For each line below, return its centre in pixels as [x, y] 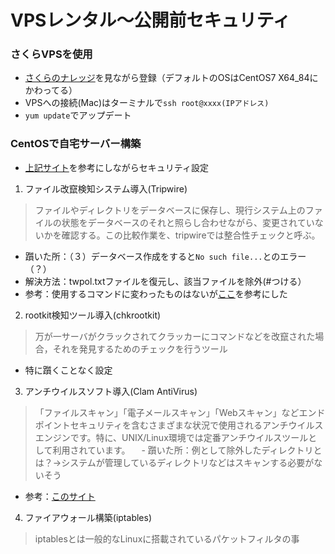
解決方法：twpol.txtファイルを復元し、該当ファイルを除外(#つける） [165, 281]
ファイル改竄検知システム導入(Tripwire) [106, 188]
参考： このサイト [60, 496]
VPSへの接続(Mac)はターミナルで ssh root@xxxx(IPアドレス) [147, 103]
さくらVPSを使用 [51, 54]
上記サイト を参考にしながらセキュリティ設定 [116, 167]
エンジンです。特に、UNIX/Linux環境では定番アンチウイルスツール [171, 437]
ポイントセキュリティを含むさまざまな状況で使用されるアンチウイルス [179, 425]
